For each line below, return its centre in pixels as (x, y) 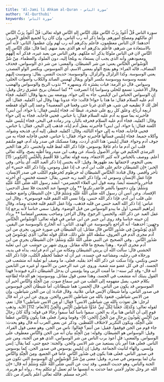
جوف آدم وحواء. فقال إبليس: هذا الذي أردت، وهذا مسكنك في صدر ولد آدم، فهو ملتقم (82, 141)
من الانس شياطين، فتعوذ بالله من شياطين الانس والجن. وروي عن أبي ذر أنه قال (77, 296)
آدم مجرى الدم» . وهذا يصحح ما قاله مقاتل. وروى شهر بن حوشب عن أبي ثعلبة (76, 245)
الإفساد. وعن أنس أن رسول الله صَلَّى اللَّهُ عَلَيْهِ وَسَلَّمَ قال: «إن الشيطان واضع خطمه (81, 193)
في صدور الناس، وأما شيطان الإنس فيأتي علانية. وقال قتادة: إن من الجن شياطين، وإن (82, 291)
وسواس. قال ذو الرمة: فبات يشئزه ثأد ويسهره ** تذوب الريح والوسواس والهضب (78, 84)
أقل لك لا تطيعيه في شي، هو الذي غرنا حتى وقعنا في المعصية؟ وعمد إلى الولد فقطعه (82, 105)
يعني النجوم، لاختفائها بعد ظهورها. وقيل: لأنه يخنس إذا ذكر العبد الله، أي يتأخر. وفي (79, 162)
